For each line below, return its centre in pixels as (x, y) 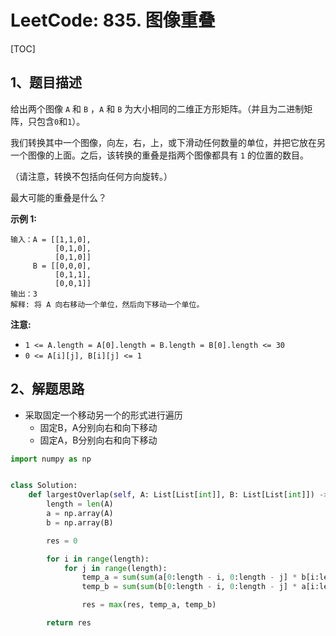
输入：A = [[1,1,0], (51, 239)
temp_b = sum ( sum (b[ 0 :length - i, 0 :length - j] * (189, 587)
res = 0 (62, 541)
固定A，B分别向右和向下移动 (98, 440)
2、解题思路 (47, 389)
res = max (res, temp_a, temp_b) (149, 605)
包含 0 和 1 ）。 (61, 121)
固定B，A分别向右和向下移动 (98, 427)
